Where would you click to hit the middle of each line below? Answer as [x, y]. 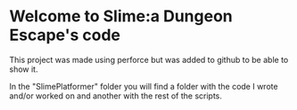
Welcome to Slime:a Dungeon [121, 16]
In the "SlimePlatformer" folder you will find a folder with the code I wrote [144, 86]
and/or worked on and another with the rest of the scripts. [116, 96]
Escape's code [65, 35]
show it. [24, 69]
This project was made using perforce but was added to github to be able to [149, 59]
